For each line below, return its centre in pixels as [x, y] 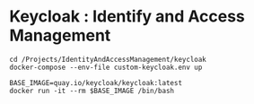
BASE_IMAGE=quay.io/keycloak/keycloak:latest [96, 82]
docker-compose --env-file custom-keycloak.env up [106, 67]
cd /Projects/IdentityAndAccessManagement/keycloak [108, 59]
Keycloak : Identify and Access [127, 17]
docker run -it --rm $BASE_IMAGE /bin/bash [92, 91]
